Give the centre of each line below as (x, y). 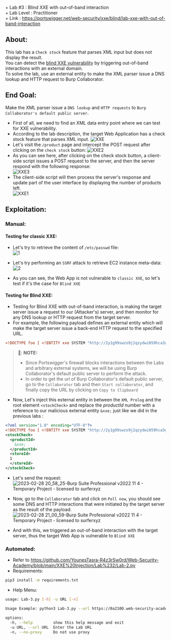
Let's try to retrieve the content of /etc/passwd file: (66, 248)
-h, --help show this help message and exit (67, 623)
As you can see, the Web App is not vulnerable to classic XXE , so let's (86, 278)
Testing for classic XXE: (31, 236)
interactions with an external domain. (44, 68)
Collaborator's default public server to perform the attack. (86, 374)
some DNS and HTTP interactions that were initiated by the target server (89, 504)
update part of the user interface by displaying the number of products (87, 182)
